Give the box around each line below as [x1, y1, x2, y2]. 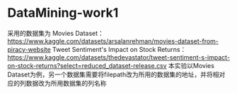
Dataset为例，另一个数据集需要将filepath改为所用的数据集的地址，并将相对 [7, 70, 226, 79]
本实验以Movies [168, 61, 214, 69]
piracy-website [7, 45, 51, 53]
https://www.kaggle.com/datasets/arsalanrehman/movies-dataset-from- [7, 36, 219, 45]
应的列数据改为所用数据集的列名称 [7, 79, 107, 87]
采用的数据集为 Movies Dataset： [7, 29, 105, 37]
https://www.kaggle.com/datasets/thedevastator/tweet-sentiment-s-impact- [7, 53, 231, 61]
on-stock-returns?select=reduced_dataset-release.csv [7, 61, 168, 69]
